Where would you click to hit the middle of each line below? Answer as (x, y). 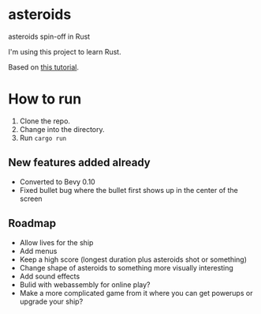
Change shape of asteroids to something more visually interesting (127, 267)
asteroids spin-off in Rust (49, 36)
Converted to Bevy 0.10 (58, 182)
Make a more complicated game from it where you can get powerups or (136, 293)
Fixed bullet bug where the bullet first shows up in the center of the (129, 190)
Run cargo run (43, 138)
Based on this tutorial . (44, 67)
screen (31, 199)
